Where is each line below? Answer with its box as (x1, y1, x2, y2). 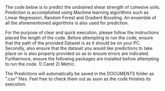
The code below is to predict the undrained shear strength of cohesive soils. (5, 4, 161, 10)
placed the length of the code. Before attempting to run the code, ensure (5, 35, 153, 41)
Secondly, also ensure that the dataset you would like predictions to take (5, 45, 153, 51)
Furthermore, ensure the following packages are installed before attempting (5, 56, 159, 61)
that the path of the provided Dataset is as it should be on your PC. (5, 40, 141, 46)
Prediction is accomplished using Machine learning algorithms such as (5, 9, 149, 15)
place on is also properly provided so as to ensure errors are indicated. (5, 50, 150, 56)
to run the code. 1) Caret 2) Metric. (5, 61, 76, 67)
